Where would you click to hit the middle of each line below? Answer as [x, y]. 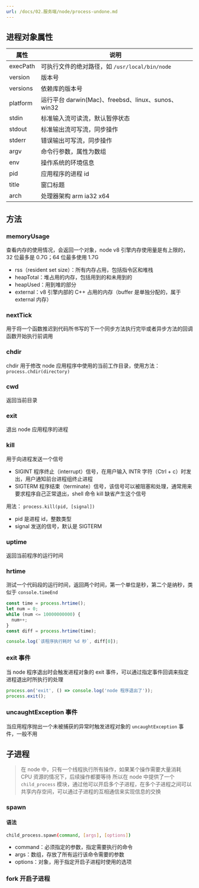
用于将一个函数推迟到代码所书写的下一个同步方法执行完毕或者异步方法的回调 [99, 329]
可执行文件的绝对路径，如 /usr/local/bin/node [106, 67]
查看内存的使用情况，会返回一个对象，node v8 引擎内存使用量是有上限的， [97, 250]
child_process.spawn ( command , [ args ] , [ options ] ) [69, 835]
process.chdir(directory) [38, 371]
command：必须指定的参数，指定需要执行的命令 [74, 847]
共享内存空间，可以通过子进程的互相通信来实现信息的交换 [91, 792]
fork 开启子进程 [28, 879]
